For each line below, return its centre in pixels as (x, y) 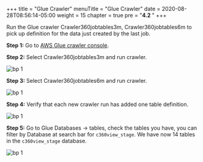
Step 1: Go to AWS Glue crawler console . (58, 45)
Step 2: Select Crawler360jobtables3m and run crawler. (77, 57)
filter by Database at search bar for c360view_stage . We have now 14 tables (101, 134)
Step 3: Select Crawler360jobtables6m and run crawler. (77, 81)
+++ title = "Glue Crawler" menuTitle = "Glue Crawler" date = (83, 9)
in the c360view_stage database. (46, 141)
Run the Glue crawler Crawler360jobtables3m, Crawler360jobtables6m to (99, 27)
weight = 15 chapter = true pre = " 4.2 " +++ (112, 15)
